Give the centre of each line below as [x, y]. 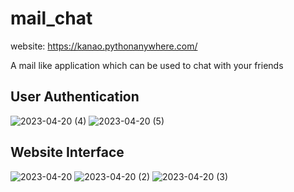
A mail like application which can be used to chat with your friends [147, 65]
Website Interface [67, 152]
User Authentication [75, 97]
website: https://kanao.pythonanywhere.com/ [104, 46]
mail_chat [51, 18]
